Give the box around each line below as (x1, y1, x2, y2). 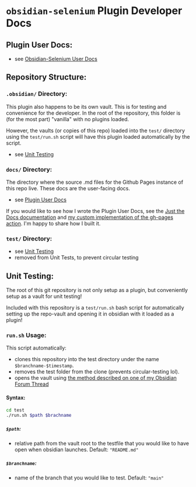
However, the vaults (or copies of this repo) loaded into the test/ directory (6, 127, 185, 134)
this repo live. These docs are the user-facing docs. (6, 184, 130, 191)
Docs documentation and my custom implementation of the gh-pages (6, 214, 174, 221)
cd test (6, 407, 25, 413)
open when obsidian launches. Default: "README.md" (14, 446, 139, 453)
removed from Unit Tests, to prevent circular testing (14, 254, 139, 261)
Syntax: (6, 394, 26, 401)
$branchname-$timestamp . (14, 362, 74, 369)
